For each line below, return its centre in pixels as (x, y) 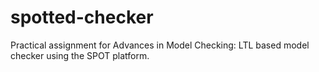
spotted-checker (82, 17)
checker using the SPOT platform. (80, 55)
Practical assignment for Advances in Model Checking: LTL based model (160, 45)
